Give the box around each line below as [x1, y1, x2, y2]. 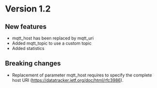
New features [5, 23, 47, 31]
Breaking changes [5, 59, 61, 68]
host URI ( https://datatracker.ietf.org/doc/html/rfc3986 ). [12, 77, 124, 83]
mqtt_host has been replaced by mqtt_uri [12, 35, 94, 41]
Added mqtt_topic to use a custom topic [12, 40, 92, 46]
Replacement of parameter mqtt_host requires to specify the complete [12, 72, 152, 78]
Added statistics [12, 46, 44, 51]
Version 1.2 [5, 3, 51, 14]
